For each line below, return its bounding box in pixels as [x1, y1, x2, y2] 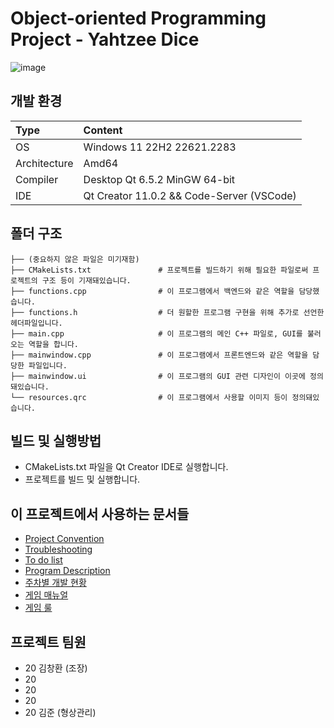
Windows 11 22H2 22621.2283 [83, 140, 237, 154]
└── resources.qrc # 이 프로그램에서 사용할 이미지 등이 [10, 392, 288, 402]
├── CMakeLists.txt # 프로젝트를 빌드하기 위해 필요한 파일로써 [10, 265, 309, 275]
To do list [24, 554, 63, 566]
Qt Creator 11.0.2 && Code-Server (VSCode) [83, 188, 297, 202]
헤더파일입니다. [10, 318, 63, 328]
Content [83, 123, 123, 137]
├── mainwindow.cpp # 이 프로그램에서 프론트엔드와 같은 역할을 [10, 350, 309, 360]
